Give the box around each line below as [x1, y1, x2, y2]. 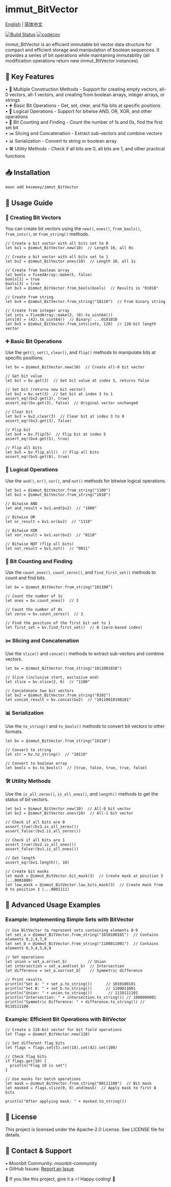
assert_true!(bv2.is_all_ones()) [5, 842, 77, 847]
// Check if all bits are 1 [5, 838, 65, 843]
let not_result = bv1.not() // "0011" [5, 546, 90, 551]
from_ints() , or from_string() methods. [5, 231, 90, 237]
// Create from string [5, 295, 54, 300]
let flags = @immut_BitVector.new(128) [5, 1031, 90, 1037]
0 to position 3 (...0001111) [5, 887, 70, 892]
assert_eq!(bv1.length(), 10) [5, 860, 70, 865]
